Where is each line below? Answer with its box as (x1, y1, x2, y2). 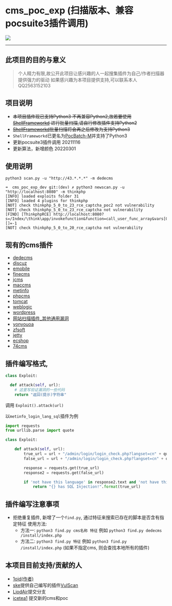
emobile (12, 265, 30, 272)
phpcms (12, 293, 30, 299)
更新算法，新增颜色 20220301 (12, 145, 76, 152)
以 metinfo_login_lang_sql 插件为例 (5, 413, 78, 419)
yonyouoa (12, 321, 34, 327)
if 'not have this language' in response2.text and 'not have (24, 479, 159, 485)
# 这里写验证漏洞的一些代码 (14, 387, 65, 393)
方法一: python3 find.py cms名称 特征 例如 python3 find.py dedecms (20, 527, 162, 533)
